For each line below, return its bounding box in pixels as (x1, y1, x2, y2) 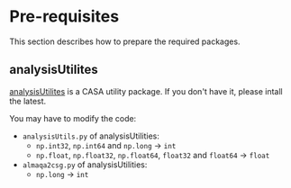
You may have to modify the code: (9, 112, 137, 123)
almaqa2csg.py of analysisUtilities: (22, 159, 148, 170)
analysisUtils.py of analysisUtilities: (22, 130, 160, 141)
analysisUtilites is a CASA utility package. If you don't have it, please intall (9, 85, 283, 96)
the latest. (9, 95, 47, 106)
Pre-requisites (9, 6, 120, 27)
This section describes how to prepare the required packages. (9, 36, 241, 47)
